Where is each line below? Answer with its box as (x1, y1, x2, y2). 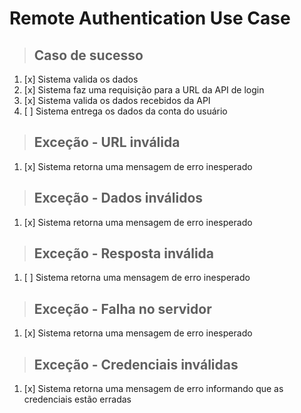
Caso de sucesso (33, 47, 144, 64)
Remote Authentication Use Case (9, 7, 291, 30)
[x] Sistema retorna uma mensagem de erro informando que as (23, 383, 284, 395)
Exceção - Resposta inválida (33, 245, 215, 262)
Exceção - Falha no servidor (33, 300, 212, 317)
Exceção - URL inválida (33, 134, 181, 151)
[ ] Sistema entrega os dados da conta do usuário (23, 105, 228, 117)
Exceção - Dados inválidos (33, 190, 204, 207)
